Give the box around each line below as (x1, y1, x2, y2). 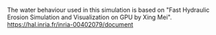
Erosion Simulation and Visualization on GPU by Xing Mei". (7, 13, 172, 21)
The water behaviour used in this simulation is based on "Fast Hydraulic (7, 6, 211, 14)
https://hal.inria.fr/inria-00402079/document (7, 21, 134, 28)
